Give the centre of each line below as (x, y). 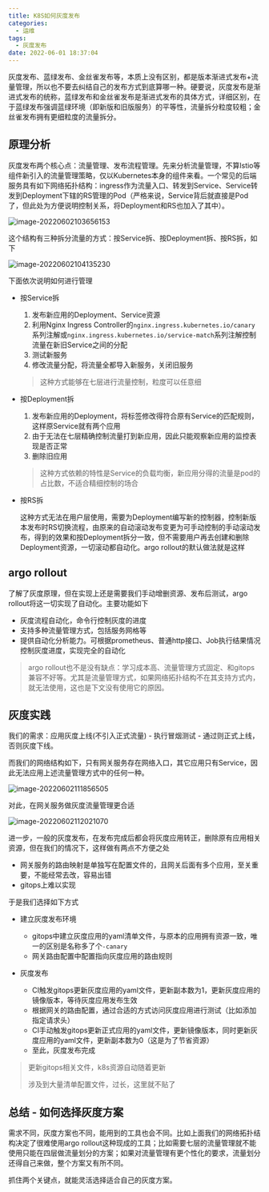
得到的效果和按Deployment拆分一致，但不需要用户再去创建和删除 (142, 537)
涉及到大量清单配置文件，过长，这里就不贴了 (102, 1085)
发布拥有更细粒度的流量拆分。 (71, 117)
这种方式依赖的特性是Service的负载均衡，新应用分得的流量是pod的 (150, 473)
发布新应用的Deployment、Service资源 (96, 314)
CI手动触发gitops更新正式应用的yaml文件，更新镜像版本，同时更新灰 (145, 1030)
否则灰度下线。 (33, 746)
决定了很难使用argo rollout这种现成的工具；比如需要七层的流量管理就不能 (136, 1143)
